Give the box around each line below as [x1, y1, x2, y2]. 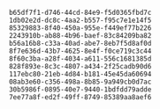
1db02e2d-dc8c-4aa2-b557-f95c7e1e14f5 [8, 16, 152, 25]
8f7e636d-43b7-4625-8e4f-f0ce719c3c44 [8, 47, 152, 55]
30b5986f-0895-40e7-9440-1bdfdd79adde [8, 85, 152, 94]
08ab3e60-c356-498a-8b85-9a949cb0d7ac [8, 77, 152, 86]
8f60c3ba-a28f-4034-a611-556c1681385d [8, 54, 152, 63]
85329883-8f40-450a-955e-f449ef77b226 [8, 24, 152, 33]
